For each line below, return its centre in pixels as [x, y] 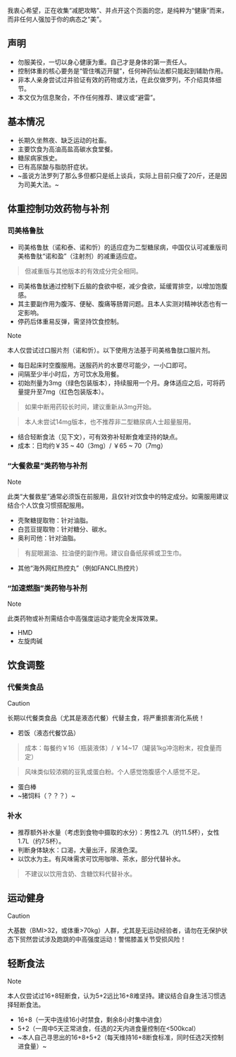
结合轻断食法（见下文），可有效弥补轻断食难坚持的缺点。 [99, 437]
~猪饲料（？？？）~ [46, 795]
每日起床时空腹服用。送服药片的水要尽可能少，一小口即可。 [104, 366]
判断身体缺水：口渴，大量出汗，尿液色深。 [79, 850]
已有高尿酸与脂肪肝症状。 [55, 167]
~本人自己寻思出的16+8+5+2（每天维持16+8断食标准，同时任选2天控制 [120, 1037]
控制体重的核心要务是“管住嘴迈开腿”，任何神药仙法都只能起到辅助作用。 [122, 71]
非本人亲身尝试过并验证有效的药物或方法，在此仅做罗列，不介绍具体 [116, 79]
